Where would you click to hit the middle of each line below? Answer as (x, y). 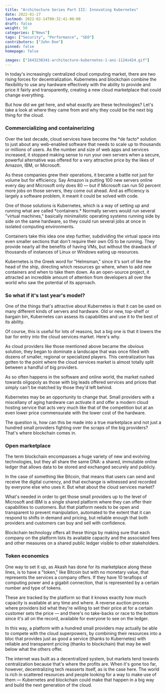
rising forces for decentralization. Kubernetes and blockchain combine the (81, 79)
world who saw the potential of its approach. (51, 282)
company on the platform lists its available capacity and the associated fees (83, 538)
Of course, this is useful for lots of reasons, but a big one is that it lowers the (83, 331)
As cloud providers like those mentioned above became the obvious (75, 346)
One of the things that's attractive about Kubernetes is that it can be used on (83, 306)
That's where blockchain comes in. (41, 433)
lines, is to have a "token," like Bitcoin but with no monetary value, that (77, 572)
